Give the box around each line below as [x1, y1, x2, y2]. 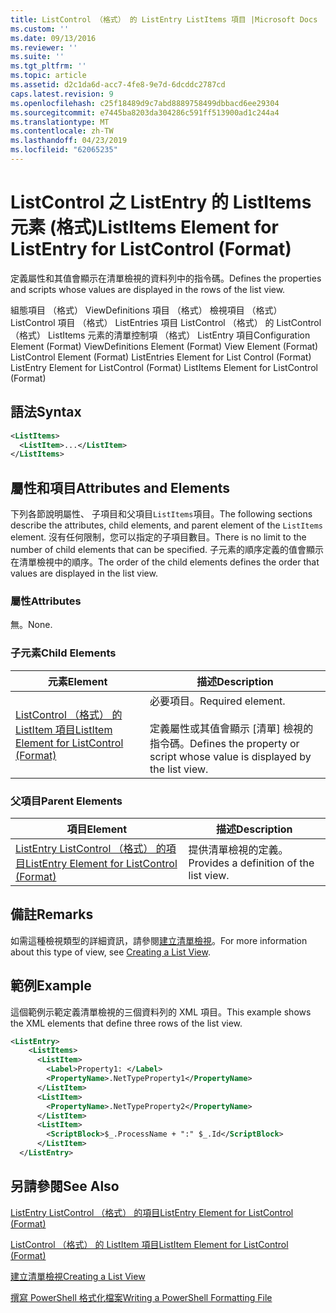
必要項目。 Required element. [149, 694, 286, 708]
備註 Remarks [10, 906, 94, 923]
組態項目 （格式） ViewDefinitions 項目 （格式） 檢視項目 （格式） [10, 304, 283, 316]
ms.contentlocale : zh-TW [10, 126, 114, 136]
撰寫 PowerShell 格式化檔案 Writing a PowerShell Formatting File [10, 1291, 273, 1303]
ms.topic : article [10, 71, 87, 81]
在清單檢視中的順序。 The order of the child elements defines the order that [10, 556, 320, 568]
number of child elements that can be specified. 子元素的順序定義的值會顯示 [10, 544, 324, 556]
